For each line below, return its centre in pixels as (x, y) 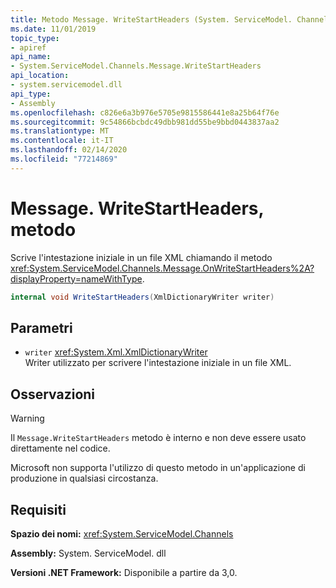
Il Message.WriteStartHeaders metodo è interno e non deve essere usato (158, 438)
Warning (27, 418)
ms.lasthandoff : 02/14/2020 (69, 150)
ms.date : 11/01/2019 (53, 29)
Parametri (41, 327)
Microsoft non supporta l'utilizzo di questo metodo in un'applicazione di (158, 468)
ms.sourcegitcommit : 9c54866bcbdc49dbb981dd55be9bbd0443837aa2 (145, 122)
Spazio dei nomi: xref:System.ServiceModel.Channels (122, 534)
